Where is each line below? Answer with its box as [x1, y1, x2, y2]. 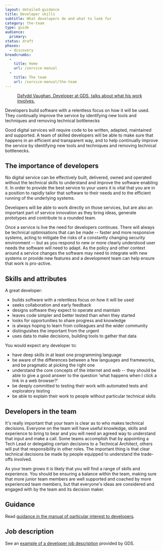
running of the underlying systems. [5, 195, 75, 201]
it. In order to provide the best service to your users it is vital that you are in [5, 185, 155, 191]
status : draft [5, 39, 34, 44]
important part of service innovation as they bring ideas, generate [5, 210, 137, 216]
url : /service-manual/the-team [14, 79, 77, 84]
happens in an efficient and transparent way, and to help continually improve [5, 137, 158, 143]
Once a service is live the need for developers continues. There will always [5, 224, 155, 230]
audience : [5, 30, 25, 34]
